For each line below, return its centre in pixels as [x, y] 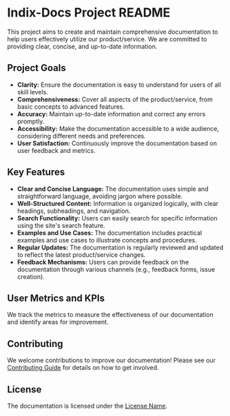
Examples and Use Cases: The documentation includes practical [109, 233]
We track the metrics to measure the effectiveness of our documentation [110, 315]
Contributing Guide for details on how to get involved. [83, 368]
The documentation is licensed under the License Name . [87, 406]
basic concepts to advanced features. [71, 106]
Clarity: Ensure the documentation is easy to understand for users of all [119, 85]
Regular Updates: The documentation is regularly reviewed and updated [120, 247]
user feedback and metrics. [56, 150]
